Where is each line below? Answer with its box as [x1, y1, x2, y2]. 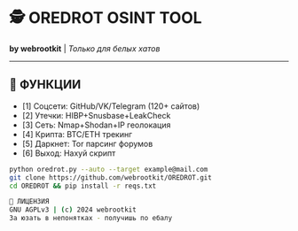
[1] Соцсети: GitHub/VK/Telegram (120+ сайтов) [21, 100, 200, 112]
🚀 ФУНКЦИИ [9, 77, 82, 92]
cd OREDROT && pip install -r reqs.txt [9, 181, 157, 190]
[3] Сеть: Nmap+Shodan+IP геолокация [21, 119, 171, 130]
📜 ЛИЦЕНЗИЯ [9, 197, 50, 206]
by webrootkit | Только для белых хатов [9, 42, 161, 54]
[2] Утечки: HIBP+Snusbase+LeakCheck [21, 110, 171, 120]
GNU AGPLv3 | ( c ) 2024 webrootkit [9, 205, 137, 214]
